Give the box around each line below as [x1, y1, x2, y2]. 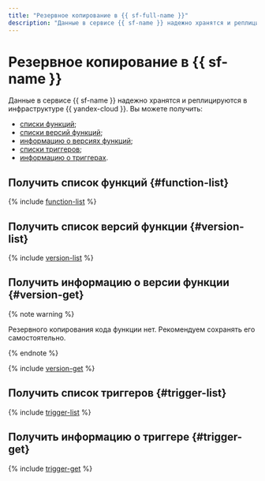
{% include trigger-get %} [8, 464, 93, 473]
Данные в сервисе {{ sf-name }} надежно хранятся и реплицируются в [8, 96, 248, 105]
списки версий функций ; [19, 128, 103, 137]
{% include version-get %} [8, 363, 95, 373]
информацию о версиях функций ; [19, 136, 133, 146]
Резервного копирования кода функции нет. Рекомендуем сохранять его [8, 325, 256, 334]
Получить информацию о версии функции [8, 276, 230, 289]
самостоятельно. [8, 333, 66, 342]
